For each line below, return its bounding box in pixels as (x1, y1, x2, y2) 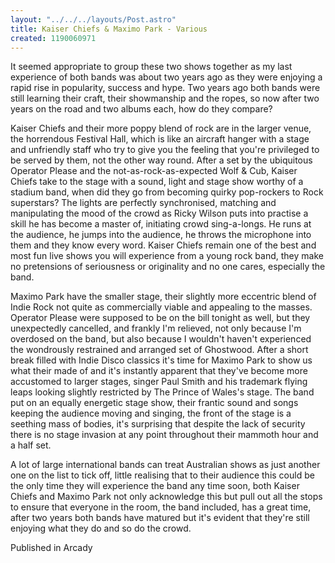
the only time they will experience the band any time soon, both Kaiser (10, 480, 300, 492)
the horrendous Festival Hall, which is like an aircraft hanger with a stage (10, 133, 310, 145)
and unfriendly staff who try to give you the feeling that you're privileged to (10, 144, 320, 156)
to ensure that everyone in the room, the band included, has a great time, (10, 501, 312, 513)
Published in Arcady (10, 542, 93, 554)
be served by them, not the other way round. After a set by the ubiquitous (10, 154, 313, 166)
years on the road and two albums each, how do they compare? (10, 103, 273, 115)
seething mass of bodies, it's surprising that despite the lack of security (10, 418, 306, 430)
